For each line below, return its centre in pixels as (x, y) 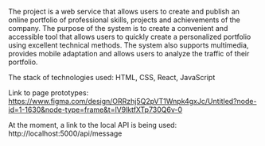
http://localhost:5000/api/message (65, 133)
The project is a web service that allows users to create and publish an (124, 12)
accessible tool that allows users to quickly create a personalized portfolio (130, 36)
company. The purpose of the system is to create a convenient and (118, 28)
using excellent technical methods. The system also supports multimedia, (129, 45)
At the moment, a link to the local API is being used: (93, 125)
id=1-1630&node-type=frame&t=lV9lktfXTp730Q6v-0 (95, 109)
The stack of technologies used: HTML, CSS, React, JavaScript (112, 77)
